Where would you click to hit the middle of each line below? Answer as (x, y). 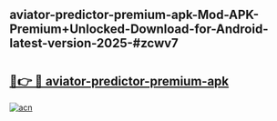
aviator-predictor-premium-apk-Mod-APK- (134, 15)
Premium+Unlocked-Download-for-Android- (139, 30)
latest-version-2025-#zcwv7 (94, 43)
